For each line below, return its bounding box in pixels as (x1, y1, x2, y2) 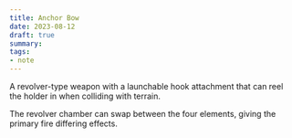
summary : (9, 38, 43, 48)
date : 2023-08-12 (9, 22, 76, 31)
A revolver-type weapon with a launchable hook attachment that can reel (9, 81, 284, 91)
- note (9, 56, 35, 65)
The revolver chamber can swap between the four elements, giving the (9, 109, 276, 119)
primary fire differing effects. (9, 118, 119, 129)
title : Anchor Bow (9, 13, 79, 23)
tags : (9, 48, 30, 57)
